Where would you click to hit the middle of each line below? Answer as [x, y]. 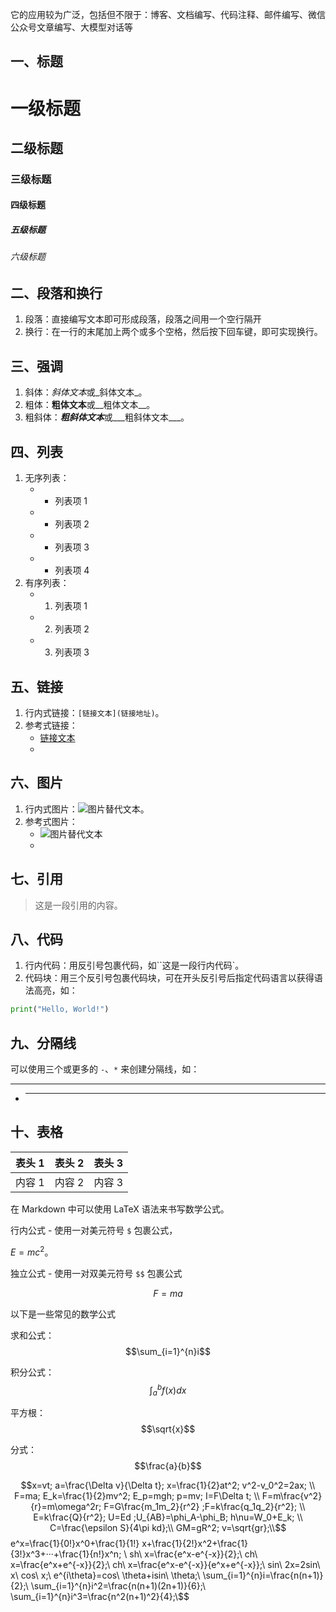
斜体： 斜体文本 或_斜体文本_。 [86, 392]
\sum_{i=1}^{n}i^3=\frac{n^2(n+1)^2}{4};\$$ [100, 1596]
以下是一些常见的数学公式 [63, 1314]
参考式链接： [51, 725]
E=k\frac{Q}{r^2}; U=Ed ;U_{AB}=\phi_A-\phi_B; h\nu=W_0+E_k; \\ [168, 1517]
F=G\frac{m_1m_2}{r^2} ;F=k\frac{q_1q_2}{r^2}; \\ [204, 1506]
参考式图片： [51, 821]
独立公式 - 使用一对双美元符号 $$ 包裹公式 [96, 1273]
